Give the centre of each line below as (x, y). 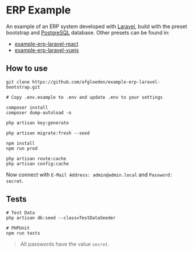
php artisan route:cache (36, 158)
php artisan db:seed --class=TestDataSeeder (61, 218)
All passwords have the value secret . (65, 244)
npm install (20, 143)
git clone (18, 82)
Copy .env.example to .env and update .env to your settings (87, 97)
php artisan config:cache (37, 164)
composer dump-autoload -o (39, 112)
